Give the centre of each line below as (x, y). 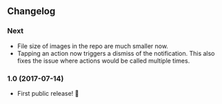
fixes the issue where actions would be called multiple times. (103, 61)
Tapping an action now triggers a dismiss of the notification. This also (116, 53)
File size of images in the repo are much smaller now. (93, 46)
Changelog (31, 11)
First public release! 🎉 (48, 93)
